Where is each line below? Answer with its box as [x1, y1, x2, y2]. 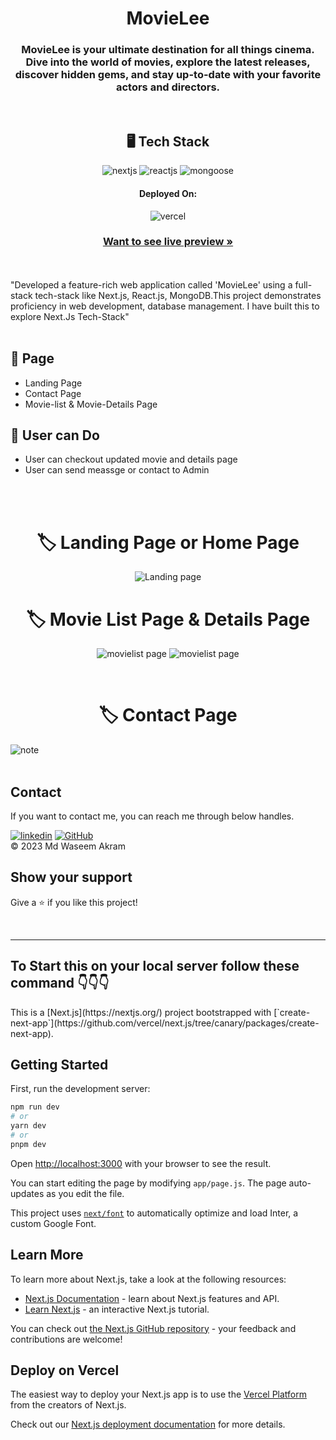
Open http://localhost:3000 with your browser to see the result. [10, 1157, 272, 1169]
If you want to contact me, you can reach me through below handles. [10, 810, 295, 822]
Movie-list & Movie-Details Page [24, 398, 158, 410]
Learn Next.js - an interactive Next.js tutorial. [24, 1303, 210, 1315]
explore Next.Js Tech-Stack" [10, 310, 130, 322]
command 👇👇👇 [10, 975, 110, 992]
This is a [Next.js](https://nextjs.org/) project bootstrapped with [10, 1006, 272, 1018]
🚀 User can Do [10, 427, 100, 444]
